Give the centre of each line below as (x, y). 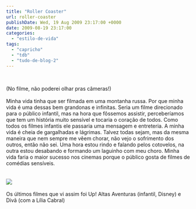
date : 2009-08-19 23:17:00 (39, 28)
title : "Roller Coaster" (36, 11)
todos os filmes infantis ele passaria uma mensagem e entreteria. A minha (95, 126)
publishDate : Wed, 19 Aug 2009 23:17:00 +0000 (64, 22)
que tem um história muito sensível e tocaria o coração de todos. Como (92, 119)
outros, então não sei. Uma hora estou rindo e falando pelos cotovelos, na (95, 145)
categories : (20, 33)
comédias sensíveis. (31, 163)
